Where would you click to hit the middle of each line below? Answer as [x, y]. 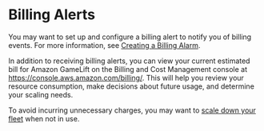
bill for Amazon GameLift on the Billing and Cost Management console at [128, 69]
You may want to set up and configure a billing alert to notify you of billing [130, 37]
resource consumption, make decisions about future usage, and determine [131, 86]
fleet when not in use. [44, 118]
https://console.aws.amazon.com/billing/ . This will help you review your [126, 77]
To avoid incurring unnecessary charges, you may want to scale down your [132, 110]
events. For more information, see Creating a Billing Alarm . [104, 45]
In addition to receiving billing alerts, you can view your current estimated [129, 61]
